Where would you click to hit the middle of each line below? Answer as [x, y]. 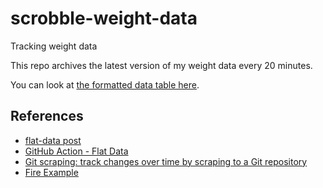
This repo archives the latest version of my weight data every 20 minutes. [161, 65]
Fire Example [51, 172]
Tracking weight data [54, 46]
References [47, 116]
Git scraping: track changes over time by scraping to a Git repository [166, 161]
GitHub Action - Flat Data [76, 151]
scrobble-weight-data [104, 18]
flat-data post [53, 140]
